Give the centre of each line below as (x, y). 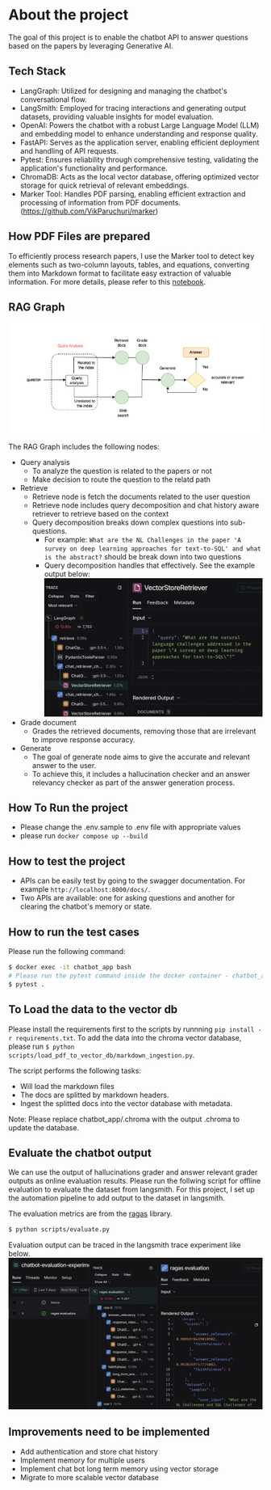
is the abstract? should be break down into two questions (143, 556)
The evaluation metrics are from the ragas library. (91, 1214)
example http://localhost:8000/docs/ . (85, 889)
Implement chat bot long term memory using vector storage (119, 1468)
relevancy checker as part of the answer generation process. (133, 783)
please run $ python (42, 1046)
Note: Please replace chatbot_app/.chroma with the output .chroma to (124, 1119)
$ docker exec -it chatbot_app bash (70, 968)
